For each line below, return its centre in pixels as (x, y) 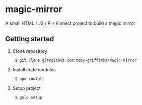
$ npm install (30, 79)
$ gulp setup (28, 97)
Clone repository (30, 51)
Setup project (27, 88)
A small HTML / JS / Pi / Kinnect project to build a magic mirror (70, 23)
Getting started (30, 39)
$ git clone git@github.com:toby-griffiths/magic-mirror (76, 60)
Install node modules (34, 69)
